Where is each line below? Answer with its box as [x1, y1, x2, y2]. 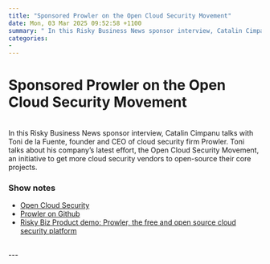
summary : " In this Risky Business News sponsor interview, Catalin [8, 26, 243, 35]
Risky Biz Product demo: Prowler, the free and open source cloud [19, 217, 237, 227]
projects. [8, 162, 38, 173]
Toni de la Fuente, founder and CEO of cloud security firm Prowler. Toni [8, 137, 245, 147]
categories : [8, 34, 48, 43]
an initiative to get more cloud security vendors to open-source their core [8, 154, 252, 164]
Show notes [8, 182, 56, 193]
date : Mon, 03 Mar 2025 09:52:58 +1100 [8, 19, 142, 27]
